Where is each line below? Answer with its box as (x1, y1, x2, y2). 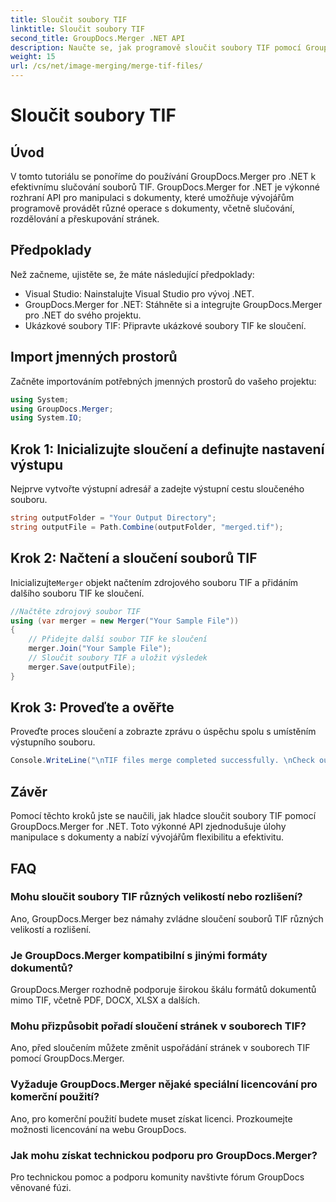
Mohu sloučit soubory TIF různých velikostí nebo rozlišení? (10, 890, 303, 904)
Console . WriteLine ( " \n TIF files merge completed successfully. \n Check (10, 756, 315, 766)
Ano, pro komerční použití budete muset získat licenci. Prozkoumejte (10, 1112, 293, 1125)
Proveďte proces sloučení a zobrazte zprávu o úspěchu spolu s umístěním (10, 726, 317, 738)
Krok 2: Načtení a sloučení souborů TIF (10, 550, 258, 567)
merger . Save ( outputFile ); (28, 662, 137, 672)
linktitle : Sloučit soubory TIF (10, 24, 145, 34)
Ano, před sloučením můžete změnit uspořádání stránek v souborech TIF (10, 1042, 311, 1054)
